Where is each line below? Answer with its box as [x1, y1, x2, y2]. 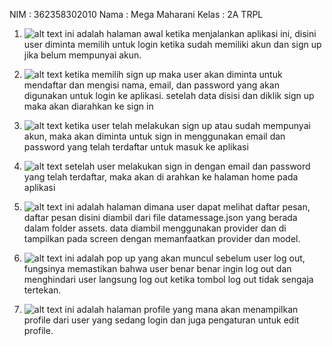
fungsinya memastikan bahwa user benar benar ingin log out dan [23, 263, 292, 274]
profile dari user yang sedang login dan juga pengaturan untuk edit [23, 314, 300, 326]
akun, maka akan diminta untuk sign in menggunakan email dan [23, 130, 286, 142]
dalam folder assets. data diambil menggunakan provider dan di [23, 222, 287, 234]
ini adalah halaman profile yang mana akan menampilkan [64, 304, 299, 315]
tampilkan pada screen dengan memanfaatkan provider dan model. [23, 233, 301, 244]
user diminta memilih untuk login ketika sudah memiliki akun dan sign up [23, 39, 322, 50]
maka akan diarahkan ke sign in [23, 100, 154, 112]
